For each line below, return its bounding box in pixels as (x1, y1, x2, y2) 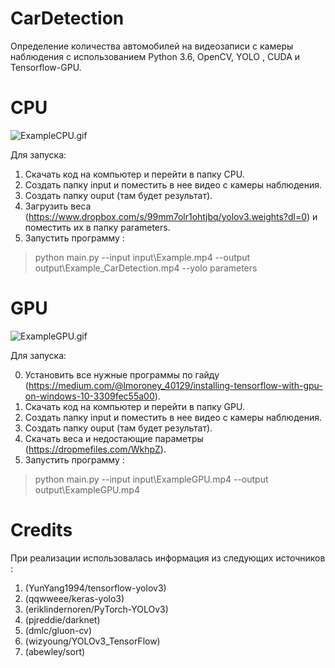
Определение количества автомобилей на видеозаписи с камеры (10, 40, 294, 52)
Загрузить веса (24, 200, 92, 212)
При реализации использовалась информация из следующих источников (10, 552, 326, 564)
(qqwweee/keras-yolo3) (24, 592, 125, 604)
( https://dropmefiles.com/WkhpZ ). (24, 443, 167, 455)
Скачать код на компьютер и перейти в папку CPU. (24, 168, 245, 180)
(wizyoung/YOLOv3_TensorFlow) (24, 635, 161, 647)
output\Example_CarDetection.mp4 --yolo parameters (34, 262, 258, 274)
